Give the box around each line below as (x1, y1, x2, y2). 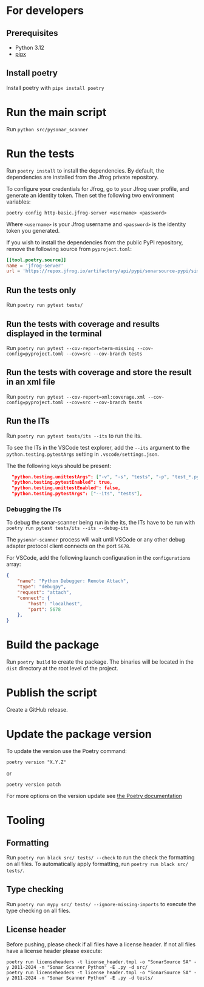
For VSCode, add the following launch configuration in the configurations (6, 554, 191, 562)
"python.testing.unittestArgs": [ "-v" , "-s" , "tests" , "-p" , (12, 473, 170, 480)
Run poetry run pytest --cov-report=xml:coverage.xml (6, 393, 146, 400)
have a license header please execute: (6, 947, 103, 954)
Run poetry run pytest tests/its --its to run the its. (6, 432, 142, 439)
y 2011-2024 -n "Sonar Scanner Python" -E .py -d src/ (6, 964, 148, 970)
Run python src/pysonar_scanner (6, 125, 89, 132)
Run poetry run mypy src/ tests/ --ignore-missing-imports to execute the (6, 900, 196, 907)
